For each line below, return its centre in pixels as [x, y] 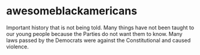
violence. [17, 47]
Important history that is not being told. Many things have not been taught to [100, 27]
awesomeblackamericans [72, 11]
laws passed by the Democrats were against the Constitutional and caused [99, 40]
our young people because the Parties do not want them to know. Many [94, 33]
